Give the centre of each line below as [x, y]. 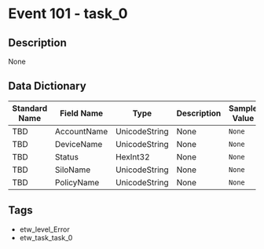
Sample [243, 108]
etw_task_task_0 [46, 237]
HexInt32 [133, 156]
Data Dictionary [47, 86]
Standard [30, 108]
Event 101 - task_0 [68, 14]
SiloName [73, 170]
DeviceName [79, 144]
